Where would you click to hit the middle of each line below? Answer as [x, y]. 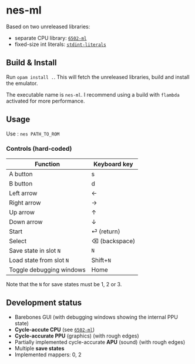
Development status [44, 303]
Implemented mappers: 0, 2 [48, 355]
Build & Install [31, 63]
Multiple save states [39, 348]
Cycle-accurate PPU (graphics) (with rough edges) [77, 336]
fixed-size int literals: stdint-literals [60, 44]
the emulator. [22, 83]
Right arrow [25, 203]
